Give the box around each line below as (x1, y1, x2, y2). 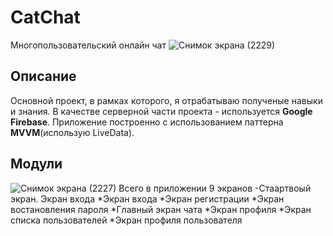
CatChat (10, 6, 81, 29)
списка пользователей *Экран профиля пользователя (10, 214, 243, 226)
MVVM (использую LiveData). (10, 126, 135, 138)
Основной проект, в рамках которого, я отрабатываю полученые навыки (10, 94, 323, 106)
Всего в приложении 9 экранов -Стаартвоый (118, 182, 312, 194)
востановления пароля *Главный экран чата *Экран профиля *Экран (10, 203, 312, 215)
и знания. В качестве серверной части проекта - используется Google (10, 105, 313, 117)
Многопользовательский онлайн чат (10, 39, 167, 51)
